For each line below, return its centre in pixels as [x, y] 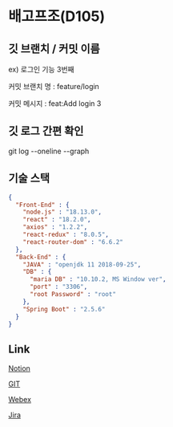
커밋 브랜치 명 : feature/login [54, 86]
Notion [19, 368]
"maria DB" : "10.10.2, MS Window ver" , [98, 279]
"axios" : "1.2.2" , [55, 227]
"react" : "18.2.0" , [57, 220]
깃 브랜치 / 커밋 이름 [54, 49]
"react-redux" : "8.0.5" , [66, 234]
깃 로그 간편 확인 [46, 131]
